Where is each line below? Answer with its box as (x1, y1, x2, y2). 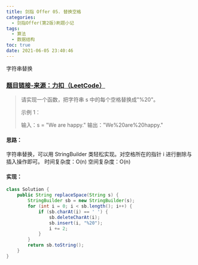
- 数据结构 (11, 36, 35, 42)
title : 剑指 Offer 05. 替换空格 (6, 8, 82, 15)
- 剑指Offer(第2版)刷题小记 (11, 20, 75, 26)
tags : (6, 25, 20, 32)
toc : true (6, 42, 31, 48)
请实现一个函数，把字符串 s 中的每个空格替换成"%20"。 (20, 96, 159, 103)
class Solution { (6, 187, 50, 193)
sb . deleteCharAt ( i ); (48, 214, 100, 220)
